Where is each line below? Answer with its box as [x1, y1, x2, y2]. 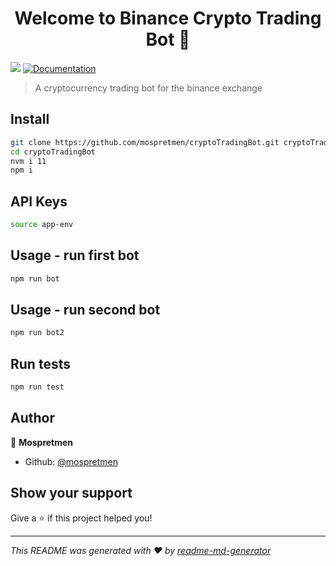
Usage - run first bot [10, 247, 140, 264]
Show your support [10, 485, 133, 502]
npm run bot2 [10, 328, 65, 338]
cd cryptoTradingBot [10, 147, 97, 157]
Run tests [10, 355, 71, 372]
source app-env [10, 220, 74, 230]
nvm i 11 [10, 156, 47, 166]
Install [10, 111, 50, 128]
